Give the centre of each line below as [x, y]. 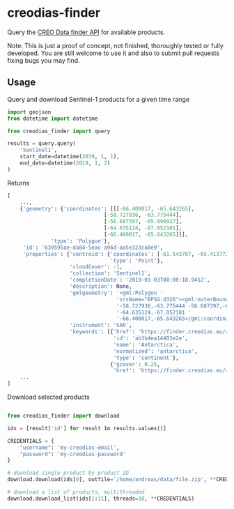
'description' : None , [101, 287]
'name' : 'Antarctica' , [146, 344]
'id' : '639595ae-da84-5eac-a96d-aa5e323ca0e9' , [93, 248]
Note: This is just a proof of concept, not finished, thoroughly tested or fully [116, 45]
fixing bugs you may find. [44, 60]
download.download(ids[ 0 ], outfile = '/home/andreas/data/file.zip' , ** [112, 480]
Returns [18, 183]
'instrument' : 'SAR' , [101, 326]
